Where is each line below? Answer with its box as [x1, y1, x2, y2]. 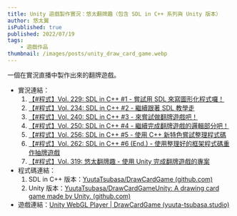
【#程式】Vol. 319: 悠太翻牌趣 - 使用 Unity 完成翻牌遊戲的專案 [28, 157, 211, 165]
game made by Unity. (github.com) [28, 192, 131, 200]
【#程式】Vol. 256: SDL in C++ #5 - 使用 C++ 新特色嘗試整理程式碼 [28, 130, 227, 139]
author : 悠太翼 [7, 17, 49, 24]
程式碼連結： [17, 165, 56, 175]
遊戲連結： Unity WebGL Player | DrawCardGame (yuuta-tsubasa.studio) [17, 200, 230, 209]
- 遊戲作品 [20, 43, 49, 51]
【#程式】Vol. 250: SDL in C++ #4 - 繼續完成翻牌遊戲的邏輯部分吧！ [28, 121, 230, 130]
